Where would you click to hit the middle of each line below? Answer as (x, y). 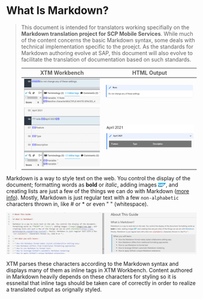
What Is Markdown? (57, 11)
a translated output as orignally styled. (54, 289)
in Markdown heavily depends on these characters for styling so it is (91, 277)
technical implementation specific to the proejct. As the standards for (107, 47)
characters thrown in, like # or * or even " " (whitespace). (77, 204)
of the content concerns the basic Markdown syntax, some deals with (108, 40)
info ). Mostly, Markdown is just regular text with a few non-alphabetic (93, 197)
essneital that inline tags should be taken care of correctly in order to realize (101, 283)
